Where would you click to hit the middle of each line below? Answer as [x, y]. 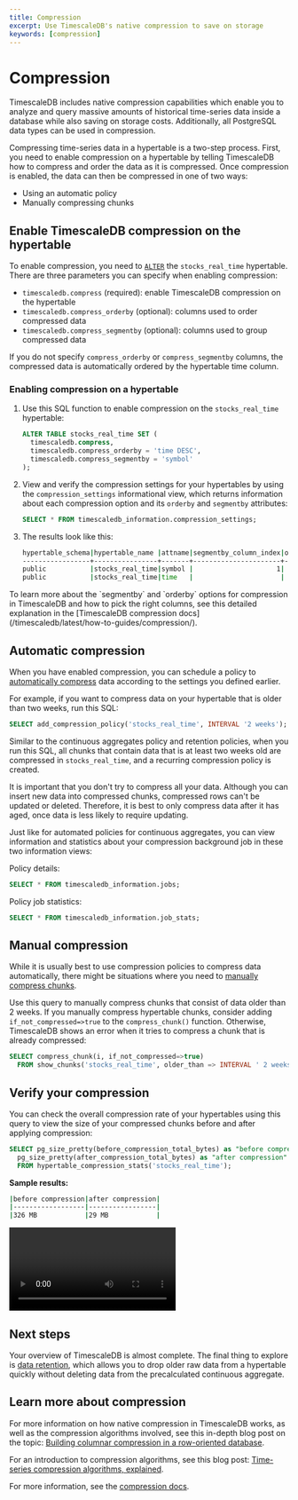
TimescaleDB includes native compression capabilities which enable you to [146, 102]
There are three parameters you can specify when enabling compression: [143, 275]
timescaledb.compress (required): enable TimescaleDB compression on [151, 293]
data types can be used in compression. [82, 130]
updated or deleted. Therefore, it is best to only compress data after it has [144, 805]
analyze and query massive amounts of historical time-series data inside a [145, 112]
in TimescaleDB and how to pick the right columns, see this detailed [133, 604]
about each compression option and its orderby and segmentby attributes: [155, 503]
